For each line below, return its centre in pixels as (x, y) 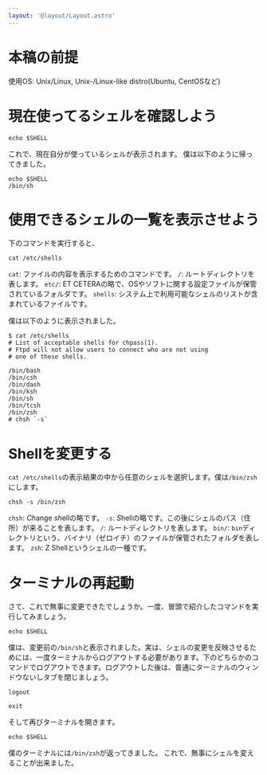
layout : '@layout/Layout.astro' (62, 16)
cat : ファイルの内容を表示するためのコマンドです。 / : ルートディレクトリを (132, 274)
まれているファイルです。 (50, 304)
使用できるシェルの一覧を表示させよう (134, 219)
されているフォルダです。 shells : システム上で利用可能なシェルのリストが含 (133, 294)
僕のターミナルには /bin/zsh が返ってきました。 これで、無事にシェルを (124, 753)
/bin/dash (25, 385)
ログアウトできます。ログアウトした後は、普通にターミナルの (137, 667)
